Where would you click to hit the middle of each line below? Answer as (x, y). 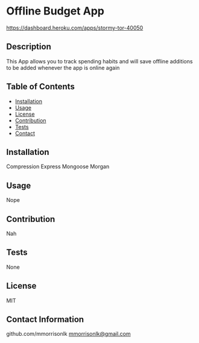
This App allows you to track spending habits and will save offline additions (99, 61)
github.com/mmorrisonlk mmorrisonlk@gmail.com (68, 334)
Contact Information (45, 320)
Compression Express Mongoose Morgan (58, 166)
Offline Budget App (55, 11)
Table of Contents (41, 87)
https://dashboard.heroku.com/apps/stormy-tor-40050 (75, 28)
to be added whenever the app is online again (63, 68)
